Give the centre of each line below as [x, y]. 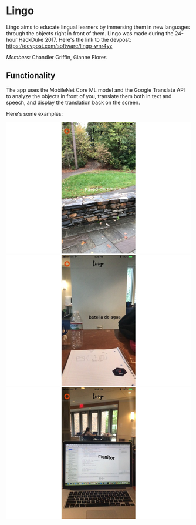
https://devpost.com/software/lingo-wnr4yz [59, 46]
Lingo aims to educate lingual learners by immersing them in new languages [98, 27]
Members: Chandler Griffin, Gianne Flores [56, 57]
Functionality [31, 76]
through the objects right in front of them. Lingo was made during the [90, 33]
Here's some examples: [35, 113]
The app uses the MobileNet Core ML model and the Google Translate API [96, 90]
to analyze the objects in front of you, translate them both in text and [89, 96]
